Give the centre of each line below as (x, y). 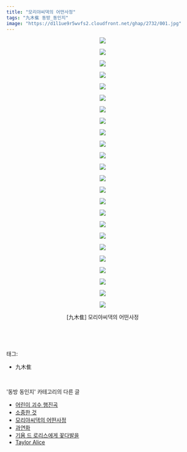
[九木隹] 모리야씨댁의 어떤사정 (103, 317)
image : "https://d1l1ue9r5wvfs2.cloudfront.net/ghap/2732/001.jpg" (94, 23)
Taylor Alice (30, 442)
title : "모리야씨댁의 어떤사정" (41, 12)
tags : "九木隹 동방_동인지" (37, 18)
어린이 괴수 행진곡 (36, 405)
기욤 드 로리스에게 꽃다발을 (47, 435)
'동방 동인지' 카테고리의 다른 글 (43, 392)
